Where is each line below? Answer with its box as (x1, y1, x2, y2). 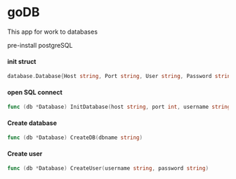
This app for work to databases (7, 27, 98, 36)
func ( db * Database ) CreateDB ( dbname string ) (7, 134, 143, 141)
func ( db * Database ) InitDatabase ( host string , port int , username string (7, 103, 231, 111)
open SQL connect (7, 88, 63, 96)
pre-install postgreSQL (7, 41, 73, 49)
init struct (7, 57, 37, 65)
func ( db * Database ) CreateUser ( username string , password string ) (7, 165, 209, 172)
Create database (7, 119, 58, 127)
